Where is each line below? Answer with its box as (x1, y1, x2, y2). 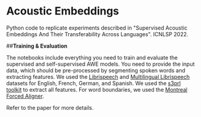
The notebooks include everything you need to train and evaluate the (6, 54, 178, 61)
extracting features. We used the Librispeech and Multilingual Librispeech (6, 73, 190, 80)
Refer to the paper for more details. (6, 104, 94, 111)
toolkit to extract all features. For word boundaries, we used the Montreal (6, 86, 188, 93)
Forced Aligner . (6, 92, 44, 100)
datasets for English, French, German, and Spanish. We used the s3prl (6, 80, 181, 87)
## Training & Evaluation (6, 42, 68, 49)
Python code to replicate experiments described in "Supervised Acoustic (6, 24, 188, 31)
